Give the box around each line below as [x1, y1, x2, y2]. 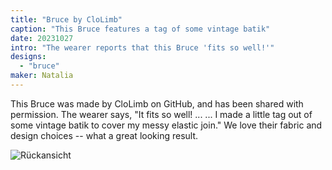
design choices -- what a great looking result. [10, 129, 199, 141]
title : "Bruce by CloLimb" [10, 14, 123, 25]
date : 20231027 [10, 33, 74, 43]
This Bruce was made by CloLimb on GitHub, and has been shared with [10, 97, 304, 110]
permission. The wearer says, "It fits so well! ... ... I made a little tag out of [10, 108, 313, 120]
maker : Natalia [10, 71, 74, 81]
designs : [10, 52, 47, 62]
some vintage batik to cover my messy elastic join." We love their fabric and [10, 119, 323, 131]
